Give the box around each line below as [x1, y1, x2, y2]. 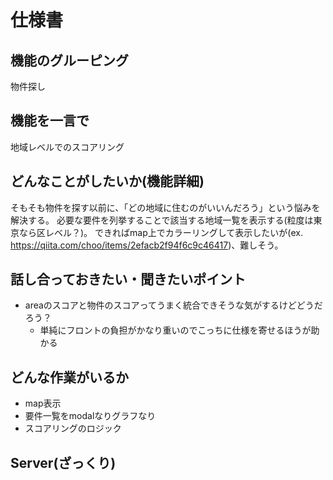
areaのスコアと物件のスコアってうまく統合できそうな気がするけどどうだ [24, 299, 323, 311]
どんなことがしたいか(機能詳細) [10, 173, 205, 190]
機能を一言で [10, 112, 90, 130]
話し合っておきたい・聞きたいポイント [10, 271, 247, 288]
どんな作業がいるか [10, 369, 129, 386]
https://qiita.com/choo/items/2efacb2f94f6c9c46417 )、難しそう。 [10, 239, 284, 251]
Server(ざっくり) [10, 454, 117, 471]
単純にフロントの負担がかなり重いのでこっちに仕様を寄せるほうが [39, 324, 312, 336]
